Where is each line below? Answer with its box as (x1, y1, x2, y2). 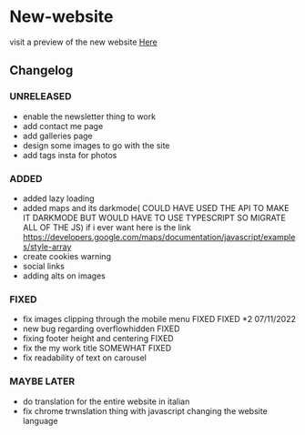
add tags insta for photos (22, 149, 117, 160)
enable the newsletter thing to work (22, 111, 157, 122)
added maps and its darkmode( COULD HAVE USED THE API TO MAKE (22, 202, 290, 213)
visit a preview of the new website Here (9, 36, 158, 47)
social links (22, 260, 66, 271)
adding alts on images (22, 270, 107, 281)
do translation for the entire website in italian (22, 396, 190, 407)
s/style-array (22, 241, 72, 252)
